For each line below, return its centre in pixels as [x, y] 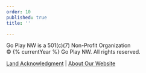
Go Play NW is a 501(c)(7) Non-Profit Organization [68, 45]
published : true [27, 17]
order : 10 [19, 12]
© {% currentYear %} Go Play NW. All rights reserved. [73, 52]
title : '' [19, 23]
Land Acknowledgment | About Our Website [61, 63]
